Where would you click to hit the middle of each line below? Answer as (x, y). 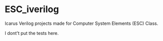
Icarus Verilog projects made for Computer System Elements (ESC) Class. (81, 23)
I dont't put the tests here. (32, 33)
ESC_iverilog (32, 9)
